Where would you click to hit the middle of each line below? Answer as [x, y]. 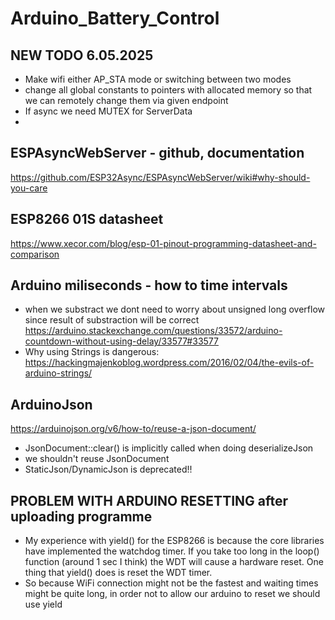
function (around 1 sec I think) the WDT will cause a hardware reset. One [174, 562]
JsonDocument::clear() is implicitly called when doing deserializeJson [169, 448]
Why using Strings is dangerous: [92, 352]
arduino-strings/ [58, 373]
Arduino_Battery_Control [115, 18]
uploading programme [81, 516]
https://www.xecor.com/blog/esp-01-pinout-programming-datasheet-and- [163, 243]
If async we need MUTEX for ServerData [108, 111]
